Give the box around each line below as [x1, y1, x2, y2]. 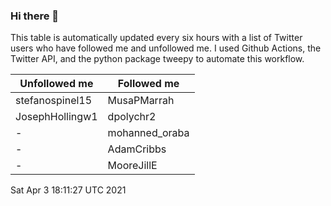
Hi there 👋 [10, 9, 60, 23]
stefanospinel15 [15, 94, 93, 108]
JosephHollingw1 [15, 110, 98, 124]
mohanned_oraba [107, 126, 190, 140]
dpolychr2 [107, 110, 157, 124]
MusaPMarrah [107, 94, 175, 108]
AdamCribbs [107, 142, 167, 156]
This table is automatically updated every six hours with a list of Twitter [10, 32, 303, 44]
